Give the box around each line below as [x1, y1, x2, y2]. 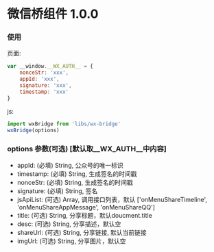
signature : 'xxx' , [19, 82, 72, 89]
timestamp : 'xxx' [19, 88, 69, 95]
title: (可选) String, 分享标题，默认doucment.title [16, 211, 152, 219]
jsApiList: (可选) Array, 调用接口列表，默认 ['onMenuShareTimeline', [16, 195, 208, 203]
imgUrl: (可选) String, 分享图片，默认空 [16, 237, 126, 245]
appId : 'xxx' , [19, 76, 60, 83]
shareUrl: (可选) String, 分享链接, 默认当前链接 [16, 228, 147, 236]
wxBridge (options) [7, 127, 60, 134]
